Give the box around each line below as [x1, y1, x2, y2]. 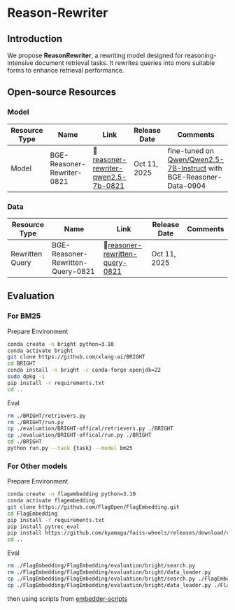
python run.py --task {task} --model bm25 [7, 445, 133, 452]
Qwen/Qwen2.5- [167, 154, 225, 164]
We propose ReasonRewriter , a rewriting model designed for [7, 51, 184, 59]
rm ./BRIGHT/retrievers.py [7, 412, 86, 419]
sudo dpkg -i [7, 373, 45, 380]
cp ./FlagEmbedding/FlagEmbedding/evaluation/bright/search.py [7, 575, 196, 582]
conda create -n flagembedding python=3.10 [7, 491, 136, 498]
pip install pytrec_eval [7, 523, 80, 530]
